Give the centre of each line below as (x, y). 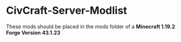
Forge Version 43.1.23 (33, 32)
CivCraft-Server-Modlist (67, 11)
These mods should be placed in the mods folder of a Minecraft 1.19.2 (90, 26)
